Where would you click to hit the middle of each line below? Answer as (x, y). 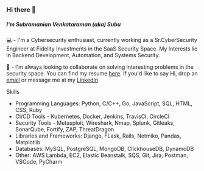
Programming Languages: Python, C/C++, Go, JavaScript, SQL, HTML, (104, 103)
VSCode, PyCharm (39, 161)
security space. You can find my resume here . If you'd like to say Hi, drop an (102, 73)
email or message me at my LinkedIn (52, 80)
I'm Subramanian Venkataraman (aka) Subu (64, 24)
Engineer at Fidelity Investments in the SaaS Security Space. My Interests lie (102, 49)
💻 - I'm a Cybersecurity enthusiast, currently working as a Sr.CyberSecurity (102, 40)
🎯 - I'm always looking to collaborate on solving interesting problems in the (100, 67)
